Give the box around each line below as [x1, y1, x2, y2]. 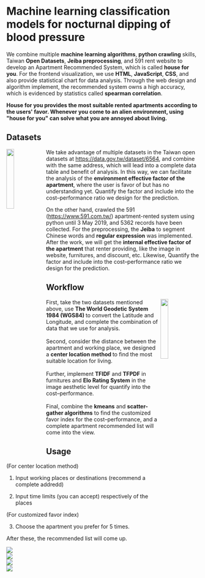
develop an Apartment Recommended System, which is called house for [6, 63, 190, 71]
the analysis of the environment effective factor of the [45, 175, 185, 182]
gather [45, 409, 64, 416]
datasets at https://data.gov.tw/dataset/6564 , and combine [45, 155, 195, 162]
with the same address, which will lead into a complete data [45, 161, 197, 169]
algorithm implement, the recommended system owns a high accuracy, [6, 83, 185, 90]
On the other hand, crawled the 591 [45, 206, 135, 213]
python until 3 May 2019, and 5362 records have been [45, 219, 182, 226]
